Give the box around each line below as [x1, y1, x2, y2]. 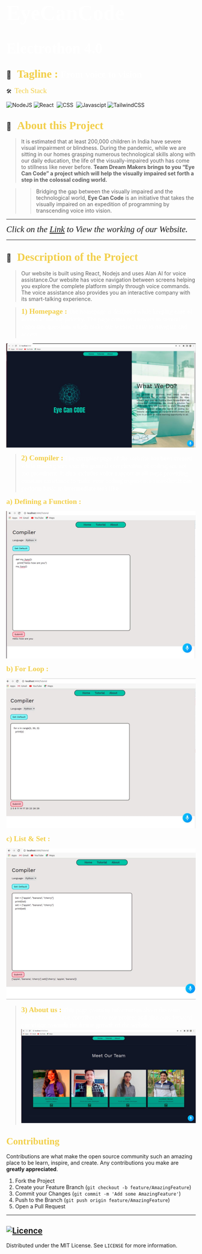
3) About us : [20, 1005, 62, 1014]
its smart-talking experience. [20, 295, 93, 303]
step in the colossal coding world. [20, 176, 108, 183]
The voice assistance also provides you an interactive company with [20, 289, 191, 296]
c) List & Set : [6, 834, 50, 843]
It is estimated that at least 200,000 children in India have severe [20, 138, 182, 145]
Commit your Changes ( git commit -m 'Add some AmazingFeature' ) [14, 1190, 182, 1197]
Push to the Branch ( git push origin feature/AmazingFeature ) [14, 1196, 170, 1203]
